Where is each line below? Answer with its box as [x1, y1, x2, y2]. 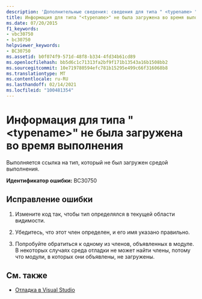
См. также [6, 271, 48, 281]
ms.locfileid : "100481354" [6, 87, 74, 93]
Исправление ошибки [6, 194, 93, 205]
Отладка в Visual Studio [14, 286, 75, 294]
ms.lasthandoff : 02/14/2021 [6, 82, 77, 88]
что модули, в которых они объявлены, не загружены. [14, 253, 155, 260]
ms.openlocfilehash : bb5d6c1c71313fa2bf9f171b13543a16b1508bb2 [6, 59, 168, 65]
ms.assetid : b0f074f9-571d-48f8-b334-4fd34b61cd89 [6, 54, 136, 60]
